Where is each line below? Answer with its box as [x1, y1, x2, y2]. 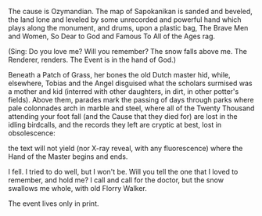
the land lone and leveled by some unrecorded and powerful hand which [8, 15, 242, 24]
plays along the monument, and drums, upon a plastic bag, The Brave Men [8, 23, 249, 32]
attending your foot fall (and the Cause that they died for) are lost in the [8, 112, 238, 121]
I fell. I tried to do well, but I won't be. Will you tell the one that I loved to [8, 167, 239, 176]
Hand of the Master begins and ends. [8, 152, 128, 161]
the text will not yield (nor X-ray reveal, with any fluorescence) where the [8, 144, 243, 153]
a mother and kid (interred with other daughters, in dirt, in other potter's [8, 87, 239, 96]
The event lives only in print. [8, 199, 99, 208]
